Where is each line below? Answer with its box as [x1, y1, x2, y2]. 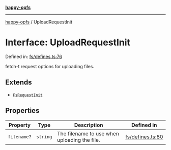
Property [8, 122, 31, 129]
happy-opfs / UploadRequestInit [5, 19, 73, 25]
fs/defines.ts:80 [125, 133, 163, 140]
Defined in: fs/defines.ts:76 [5, 53, 63, 59]
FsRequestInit [12, 93, 43, 98]
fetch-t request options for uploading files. [5, 63, 94, 69]
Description [74, 122, 103, 129]
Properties [5, 106, 40, 115]
